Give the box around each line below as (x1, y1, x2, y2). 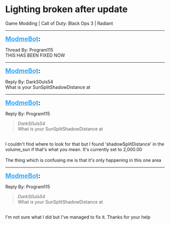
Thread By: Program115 (5, 47, 54, 53)
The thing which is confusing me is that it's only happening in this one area (5, 157, 161, 163)
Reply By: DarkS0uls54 (5, 78, 54, 84)
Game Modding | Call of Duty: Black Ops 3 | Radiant (5, 20, 113, 26)
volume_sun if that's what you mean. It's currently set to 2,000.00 (5, 146, 143, 152)
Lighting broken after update (5, 4, 128, 15)
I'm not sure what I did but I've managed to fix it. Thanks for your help (5, 214, 151, 220)
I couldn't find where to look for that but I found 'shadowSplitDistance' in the (5, 141, 164, 147)
